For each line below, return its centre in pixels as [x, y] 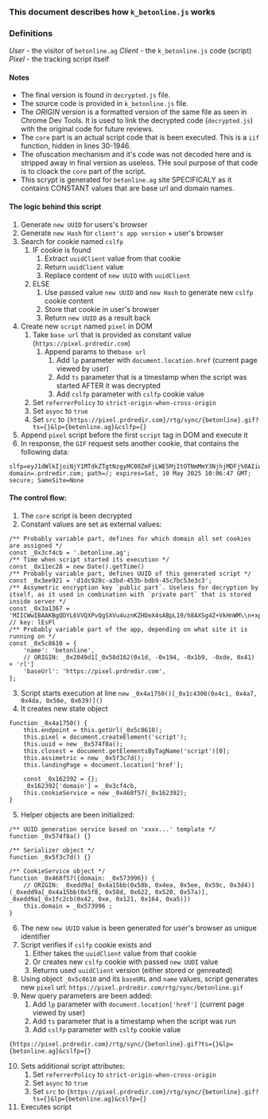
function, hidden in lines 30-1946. [76, 146]
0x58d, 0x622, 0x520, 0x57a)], [157, 892]
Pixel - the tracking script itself [59, 59]
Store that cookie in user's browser [102, 309]
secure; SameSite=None [47, 480]
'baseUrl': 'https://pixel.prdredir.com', [95, 671]
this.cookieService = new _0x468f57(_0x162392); [105, 793]
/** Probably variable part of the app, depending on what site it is [128, 629]
